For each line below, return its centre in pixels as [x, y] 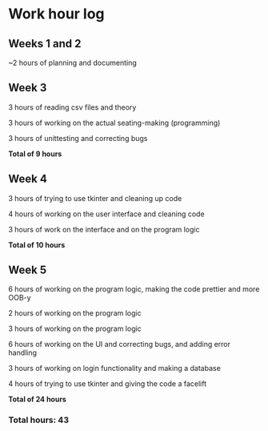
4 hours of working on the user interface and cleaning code [107, 214]
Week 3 [28, 88]
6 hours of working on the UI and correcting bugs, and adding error [119, 344]
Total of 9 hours [35, 154]
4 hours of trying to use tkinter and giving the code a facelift [107, 384]
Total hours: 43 [39, 420]
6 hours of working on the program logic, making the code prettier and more [134, 289]
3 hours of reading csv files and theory [72, 107]
